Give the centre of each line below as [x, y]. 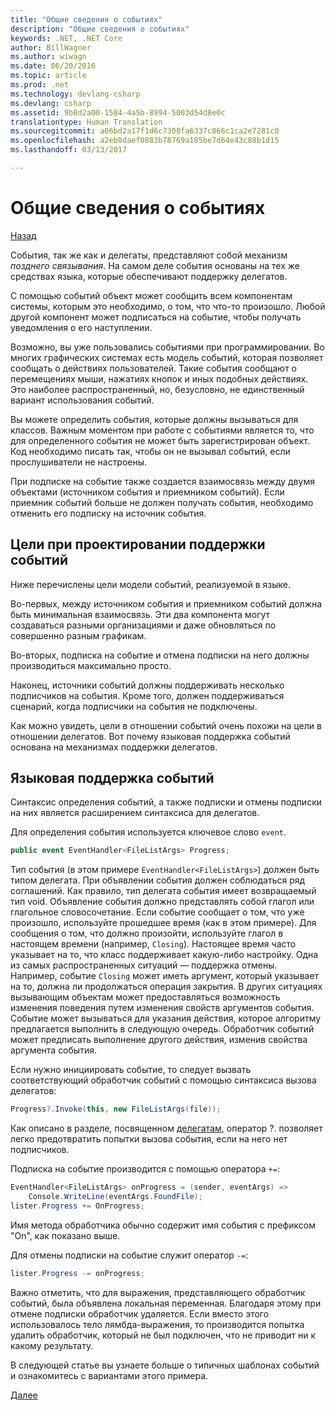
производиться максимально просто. [91, 665]
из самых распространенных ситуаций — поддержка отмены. [144, 965]
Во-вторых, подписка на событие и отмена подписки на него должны [160, 655]
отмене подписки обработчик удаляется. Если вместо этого [140, 1313]
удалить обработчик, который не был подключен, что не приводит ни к [163, 1335]
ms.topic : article [48, 76]
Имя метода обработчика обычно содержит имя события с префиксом [163, 1225]
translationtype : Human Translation [86, 122]
